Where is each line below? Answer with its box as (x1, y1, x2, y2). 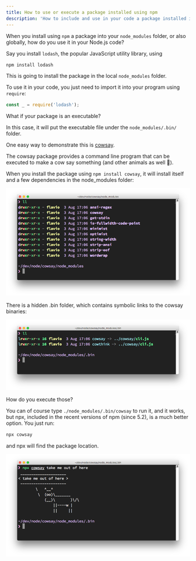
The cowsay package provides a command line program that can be (6, 153, 170, 160)
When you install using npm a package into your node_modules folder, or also (6, 32, 186, 39)
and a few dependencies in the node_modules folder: (6, 176, 134, 183)
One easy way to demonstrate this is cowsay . (6, 141, 115, 148)
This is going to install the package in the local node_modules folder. (6, 72, 167, 79)
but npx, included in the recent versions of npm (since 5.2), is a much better (6, 413, 188, 420)
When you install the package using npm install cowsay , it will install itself (6, 170, 184, 178)
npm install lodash (6, 62, 54, 68)
